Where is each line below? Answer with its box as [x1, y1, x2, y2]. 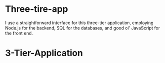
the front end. [5, 30, 33, 36]
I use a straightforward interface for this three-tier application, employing [5, 20, 154, 26]
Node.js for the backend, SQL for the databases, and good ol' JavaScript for [5, 25, 161, 31]
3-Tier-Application [5, 48, 83, 59]
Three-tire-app [5, 3, 68, 15]
